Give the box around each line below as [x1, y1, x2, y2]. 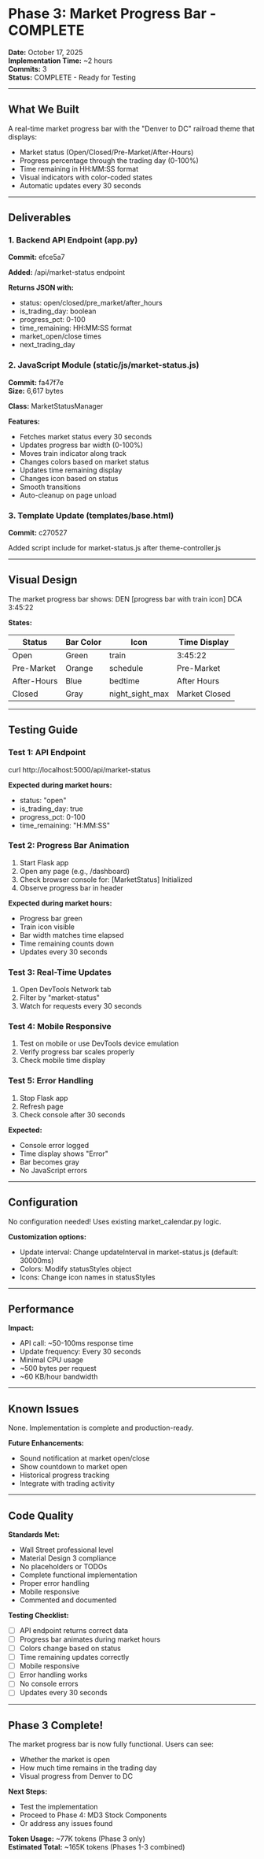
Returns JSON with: [8, 283, 75, 292]
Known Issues [8, 1402, 79, 1416]
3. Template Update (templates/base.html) [8, 509, 174, 520]
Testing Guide [8, 724, 79, 737]
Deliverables [8, 211, 71, 224]
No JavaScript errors [19, 1165, 88, 1175]
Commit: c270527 [8, 528, 68, 538]
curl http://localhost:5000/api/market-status [8, 765, 151, 774]
